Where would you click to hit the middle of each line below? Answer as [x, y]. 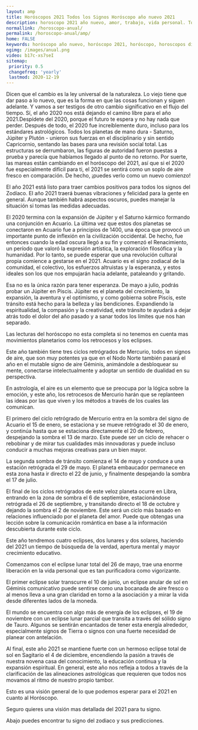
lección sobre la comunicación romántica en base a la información [87, 523]
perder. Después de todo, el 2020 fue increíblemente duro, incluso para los [97, 126]
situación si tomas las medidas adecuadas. [58, 206]
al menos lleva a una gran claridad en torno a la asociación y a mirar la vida [97, 595]
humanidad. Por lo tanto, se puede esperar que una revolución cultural [92, 255]
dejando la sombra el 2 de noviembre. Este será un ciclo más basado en [93, 510]
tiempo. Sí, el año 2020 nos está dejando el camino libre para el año [89, 113]
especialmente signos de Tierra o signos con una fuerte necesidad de [91, 631]
